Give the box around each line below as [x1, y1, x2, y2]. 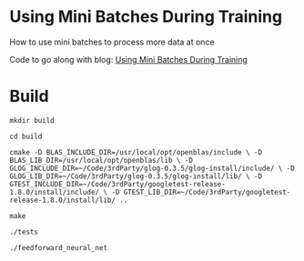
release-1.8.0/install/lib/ [9, 196, 117, 205]
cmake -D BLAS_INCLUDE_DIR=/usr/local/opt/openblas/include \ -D [9, 147, 262, 156]
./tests [9, 227, 39, 236]
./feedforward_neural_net [9, 243, 107, 252]
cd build [9, 132, 43, 141]
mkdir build [9, 115, 55, 125]
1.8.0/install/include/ [9, 187, 100, 196]
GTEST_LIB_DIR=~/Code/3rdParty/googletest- [123, 187, 291, 196]
